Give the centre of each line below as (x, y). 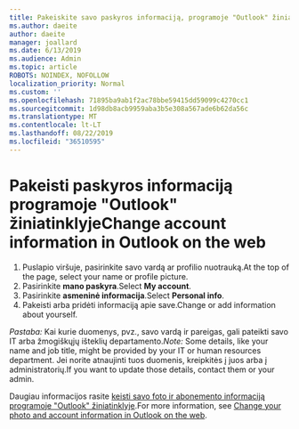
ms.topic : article (43, 68)
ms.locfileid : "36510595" (57, 142)
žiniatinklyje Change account (118, 223)
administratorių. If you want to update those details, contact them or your (142, 369)
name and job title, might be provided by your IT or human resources (135, 350)
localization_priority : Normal (67, 84)
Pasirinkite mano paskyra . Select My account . (106, 286)
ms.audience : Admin (45, 59)
